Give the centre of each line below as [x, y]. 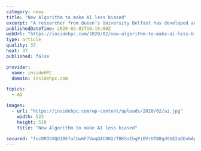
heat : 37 [17, 51]
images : [16, 105]
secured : [17, 138]
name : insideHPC [32, 73]
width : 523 [31, 117]
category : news [25, 12]
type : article [24, 40]
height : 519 [32, 122]
